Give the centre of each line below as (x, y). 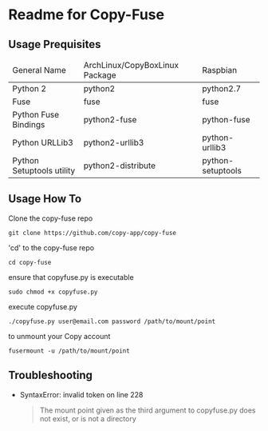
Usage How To (45, 199)
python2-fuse (110, 120)
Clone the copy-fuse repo (51, 218)
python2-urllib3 (114, 143)
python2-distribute (120, 166)
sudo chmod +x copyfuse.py (53, 292)
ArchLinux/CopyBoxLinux (131, 65)
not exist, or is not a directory (88, 418)
